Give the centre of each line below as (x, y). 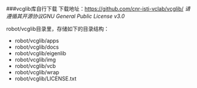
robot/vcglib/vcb (35, 66)
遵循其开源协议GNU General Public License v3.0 (66, 16)
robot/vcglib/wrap (37, 72)
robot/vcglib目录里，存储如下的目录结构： (58, 29)
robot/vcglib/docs (37, 47)
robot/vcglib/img (35, 59)
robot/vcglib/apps (37, 41)
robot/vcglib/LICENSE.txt (45, 78)
